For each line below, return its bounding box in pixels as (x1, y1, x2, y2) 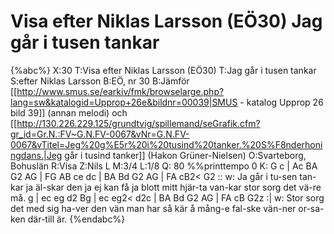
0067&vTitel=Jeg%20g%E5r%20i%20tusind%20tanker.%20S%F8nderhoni (10, 138, 323, 150)
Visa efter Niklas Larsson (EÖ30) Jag (10, 10, 323, 33)
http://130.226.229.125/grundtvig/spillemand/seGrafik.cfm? (16, 117, 261, 129)
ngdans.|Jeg (10, 149, 63, 161)
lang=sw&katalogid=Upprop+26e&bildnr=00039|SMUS (10, 96, 238, 108)
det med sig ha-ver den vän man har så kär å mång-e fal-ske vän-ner (10, 202, 297, 214)
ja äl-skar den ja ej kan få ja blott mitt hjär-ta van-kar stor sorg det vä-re (25, 181, 322, 193)
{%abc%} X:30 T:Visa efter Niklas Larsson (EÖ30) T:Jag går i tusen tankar (10, 64, 317, 76)
